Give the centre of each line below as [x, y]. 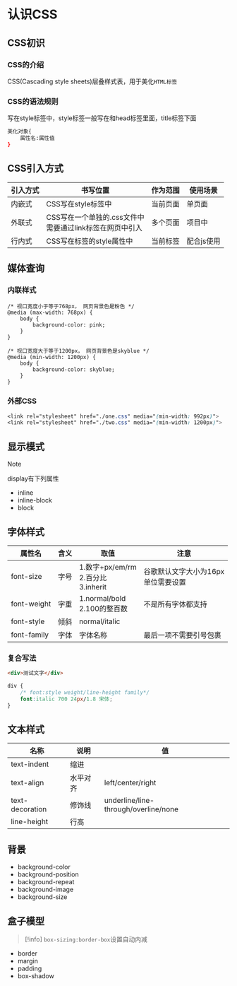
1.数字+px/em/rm [108, 567]
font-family [30, 635]
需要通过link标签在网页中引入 [95, 228]
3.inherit [93, 587]
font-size [26, 576]
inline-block [35, 500]
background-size [42, 897]
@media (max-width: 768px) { [50, 313]
